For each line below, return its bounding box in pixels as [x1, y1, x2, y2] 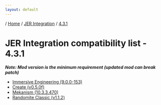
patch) [5, 69, 19, 75]
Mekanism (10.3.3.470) [12, 89, 59, 95]
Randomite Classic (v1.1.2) [12, 94, 65, 100]
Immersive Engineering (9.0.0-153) [12, 79, 82, 84]
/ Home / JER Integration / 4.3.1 [5, 21, 68, 26]
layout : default [5, 7, 38, 12]
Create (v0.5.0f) [12, 84, 45, 90]
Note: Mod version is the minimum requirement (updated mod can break [5, 64, 156, 70]
